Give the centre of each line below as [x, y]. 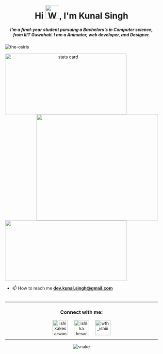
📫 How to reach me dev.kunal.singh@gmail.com [62, 288]
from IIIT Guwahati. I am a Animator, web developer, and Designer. [81, 34]
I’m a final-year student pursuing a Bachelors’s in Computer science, [81, 30]
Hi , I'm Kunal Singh [81, 16]
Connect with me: [81, 312]
